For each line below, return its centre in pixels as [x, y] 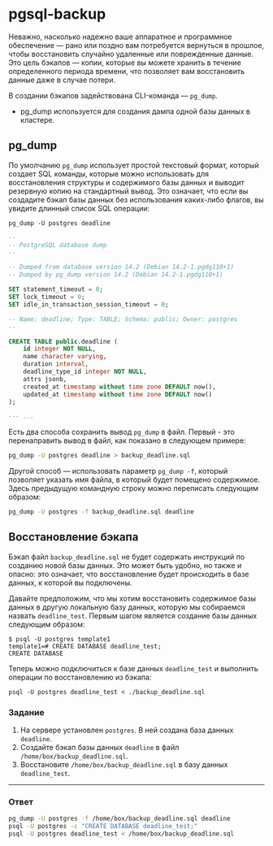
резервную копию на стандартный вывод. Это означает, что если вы [128, 191]
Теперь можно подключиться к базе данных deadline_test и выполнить [133, 668]
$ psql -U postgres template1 [60, 639]
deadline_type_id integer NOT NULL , [85, 371]
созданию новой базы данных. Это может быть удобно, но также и [125, 565]
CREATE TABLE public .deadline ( [63, 341]
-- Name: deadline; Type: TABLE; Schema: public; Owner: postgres [123, 319]
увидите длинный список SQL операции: [79, 208]
